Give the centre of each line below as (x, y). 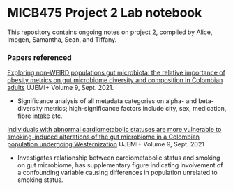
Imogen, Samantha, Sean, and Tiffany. (62, 39)
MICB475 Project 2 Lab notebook (105, 13)
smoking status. (40, 180)
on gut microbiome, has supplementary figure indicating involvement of (120, 165)
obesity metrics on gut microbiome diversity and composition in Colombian (115, 80)
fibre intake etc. (40, 116)
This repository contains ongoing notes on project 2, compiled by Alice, (110, 32)
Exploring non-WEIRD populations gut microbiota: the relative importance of (116, 73)
